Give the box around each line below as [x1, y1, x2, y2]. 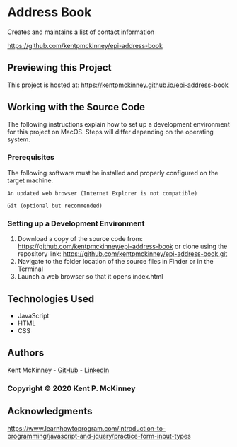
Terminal [17, 265, 44, 273]
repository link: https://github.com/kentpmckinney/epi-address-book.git [17, 250, 228, 258]
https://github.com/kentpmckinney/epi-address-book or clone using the [17, 242, 228, 251]
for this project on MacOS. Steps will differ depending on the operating [7, 127, 214, 136]
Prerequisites [7, 153, 54, 163]
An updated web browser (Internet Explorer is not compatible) [7, 190, 198, 197]
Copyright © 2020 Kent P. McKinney [7, 383, 136, 393]
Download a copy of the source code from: [17, 235, 144, 243]
